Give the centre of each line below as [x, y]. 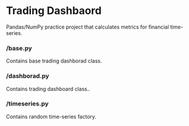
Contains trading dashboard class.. [48, 89]
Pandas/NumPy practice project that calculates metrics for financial [87, 27]
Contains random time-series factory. [51, 116]
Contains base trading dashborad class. [54, 61]
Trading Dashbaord [54, 11]
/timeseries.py [27, 104]
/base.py [19, 48]
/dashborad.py [28, 76]
